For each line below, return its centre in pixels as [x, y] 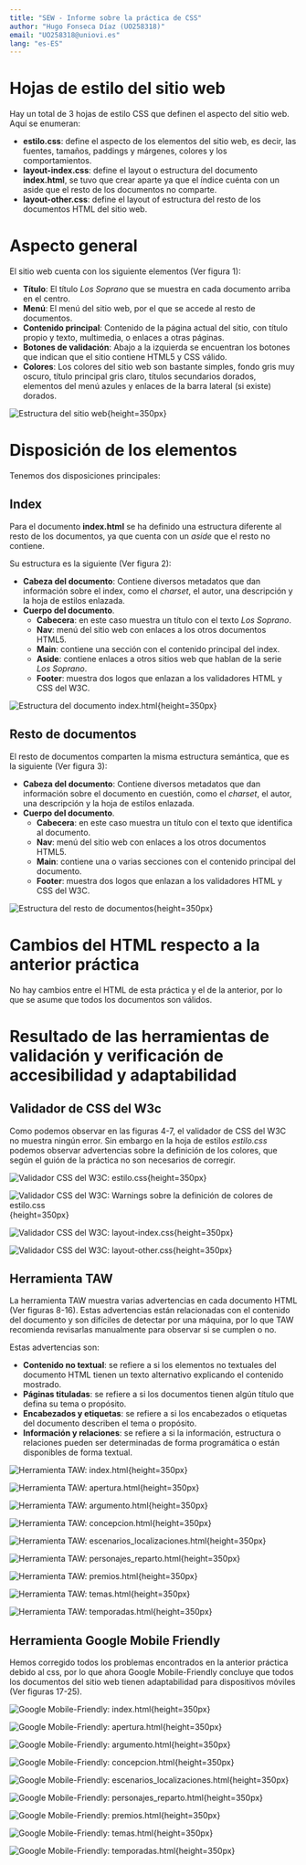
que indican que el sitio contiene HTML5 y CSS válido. [125, 357]
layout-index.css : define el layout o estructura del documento [140, 171]
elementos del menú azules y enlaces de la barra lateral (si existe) [147, 386]
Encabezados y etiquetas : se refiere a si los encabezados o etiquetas [155, 1414]
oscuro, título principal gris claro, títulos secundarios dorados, [139, 376]
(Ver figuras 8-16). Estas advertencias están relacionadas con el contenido [150, 1311]
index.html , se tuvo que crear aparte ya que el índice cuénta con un [151, 180]
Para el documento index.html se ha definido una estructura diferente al [146, 526]
